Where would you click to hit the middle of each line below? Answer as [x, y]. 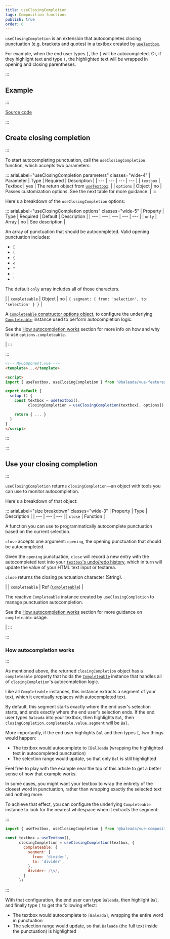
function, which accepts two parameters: [48, 165]
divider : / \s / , [44, 871]
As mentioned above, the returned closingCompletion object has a [74, 671]
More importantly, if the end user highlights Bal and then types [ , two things [84, 733]
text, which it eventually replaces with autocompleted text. [66, 697]
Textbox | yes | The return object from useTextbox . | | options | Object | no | [83, 186]
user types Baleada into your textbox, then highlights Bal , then [70, 718]
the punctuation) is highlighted [45, 931]
